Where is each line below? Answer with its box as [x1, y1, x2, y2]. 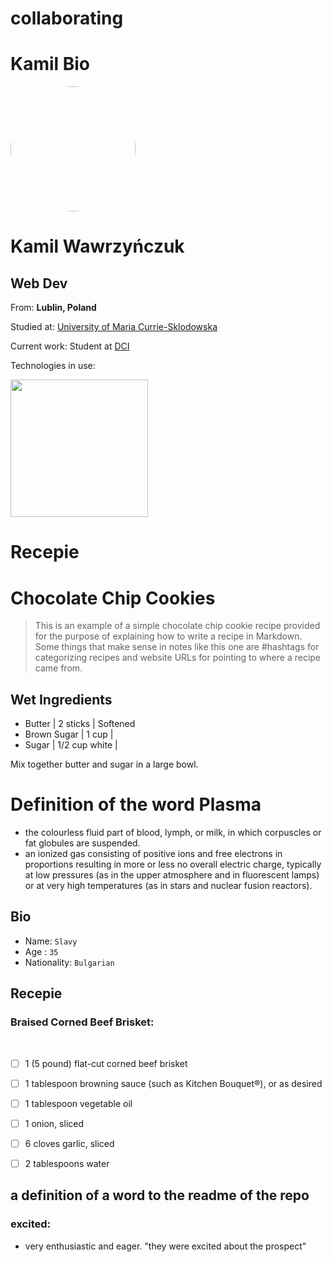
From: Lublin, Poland [10, 302, 97, 314]
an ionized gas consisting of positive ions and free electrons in [24, 848, 283, 859]
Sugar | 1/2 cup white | [24, 739, 118, 751]
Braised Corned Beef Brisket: [10, 1015, 155, 1029]
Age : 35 [24, 945, 59, 957]
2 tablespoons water [24, 1157, 110, 1169]
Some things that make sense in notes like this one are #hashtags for [34, 641, 320, 653]
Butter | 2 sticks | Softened [24, 718, 136, 730]
